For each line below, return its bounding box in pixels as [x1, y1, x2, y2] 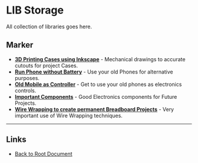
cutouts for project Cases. [14, 62, 78, 69]
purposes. [14, 74, 40, 81]
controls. [14, 87, 37, 94]
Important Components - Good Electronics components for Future [14, 93, 177, 100]
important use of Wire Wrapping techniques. [14, 112, 123, 119]
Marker [6, 40, 34, 50]
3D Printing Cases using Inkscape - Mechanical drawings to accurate [14, 55, 186, 62]
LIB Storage [6, 4, 64, 17]
